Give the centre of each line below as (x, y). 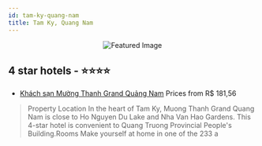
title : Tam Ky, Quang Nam (51, 23)
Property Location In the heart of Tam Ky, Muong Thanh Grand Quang (141, 109)
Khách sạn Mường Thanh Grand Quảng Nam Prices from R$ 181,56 (128, 93)
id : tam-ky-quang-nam (44, 15)
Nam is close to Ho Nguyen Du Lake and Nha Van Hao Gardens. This (139, 117)
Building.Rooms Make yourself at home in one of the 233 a (123, 133)
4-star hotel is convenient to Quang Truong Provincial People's (130, 126)
